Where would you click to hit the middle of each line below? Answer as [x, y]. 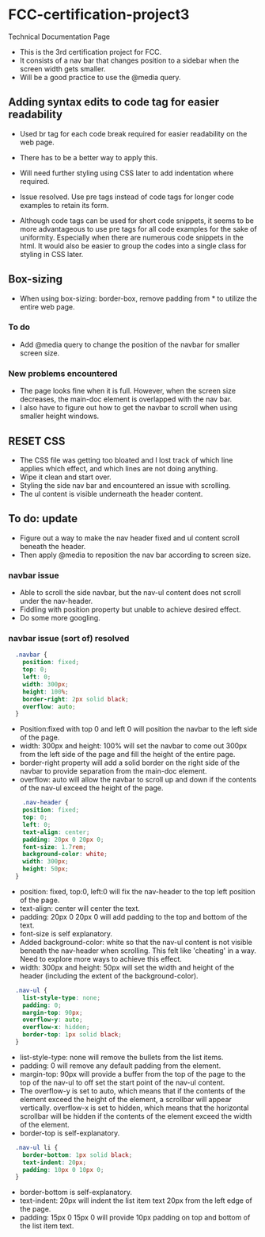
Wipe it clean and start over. [66, 477]
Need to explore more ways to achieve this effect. [100, 958]
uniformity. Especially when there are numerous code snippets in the [131, 237]
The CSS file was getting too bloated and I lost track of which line [126, 460]
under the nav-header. [56, 601]
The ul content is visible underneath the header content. [111, 494]
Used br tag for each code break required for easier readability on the [133, 133]
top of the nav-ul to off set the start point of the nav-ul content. [122, 1082]
